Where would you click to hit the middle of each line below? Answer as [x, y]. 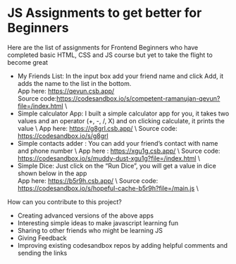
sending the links [42, 253]
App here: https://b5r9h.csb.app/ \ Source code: [88, 180]
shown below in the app [52, 173]
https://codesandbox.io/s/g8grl [63, 136]
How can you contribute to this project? [64, 201]
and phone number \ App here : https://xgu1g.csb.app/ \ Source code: [119, 151]
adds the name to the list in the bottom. [74, 83]
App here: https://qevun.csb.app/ [66, 91]
